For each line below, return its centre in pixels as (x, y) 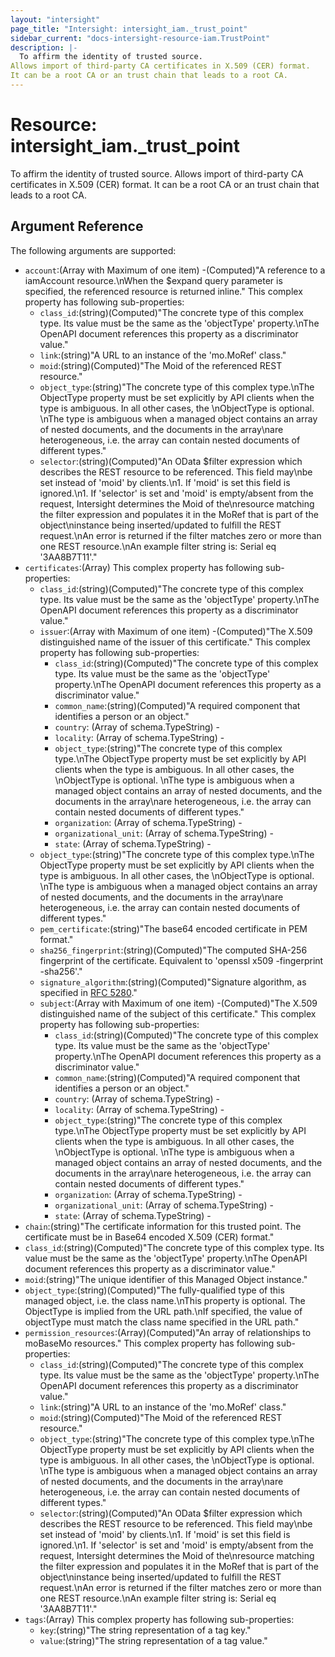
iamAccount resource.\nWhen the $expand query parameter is (153, 280)
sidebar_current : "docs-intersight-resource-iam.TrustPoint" (140, 38)
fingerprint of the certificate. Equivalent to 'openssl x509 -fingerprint (181, 960)
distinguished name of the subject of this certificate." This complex (178, 1013)
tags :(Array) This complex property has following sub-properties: (159, 1619)
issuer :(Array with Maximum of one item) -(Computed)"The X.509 (176, 631)
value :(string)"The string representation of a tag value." (153, 1640)
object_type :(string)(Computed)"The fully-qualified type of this (154, 1290)
